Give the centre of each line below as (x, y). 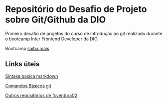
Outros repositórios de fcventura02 (41, 95)
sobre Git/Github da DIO (56, 20)
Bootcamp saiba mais (27, 48)
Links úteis (22, 64)
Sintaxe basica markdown (32, 76)
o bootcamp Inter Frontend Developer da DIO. (52, 39)
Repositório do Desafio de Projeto (76, 9)
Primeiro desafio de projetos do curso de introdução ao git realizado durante (84, 33)
